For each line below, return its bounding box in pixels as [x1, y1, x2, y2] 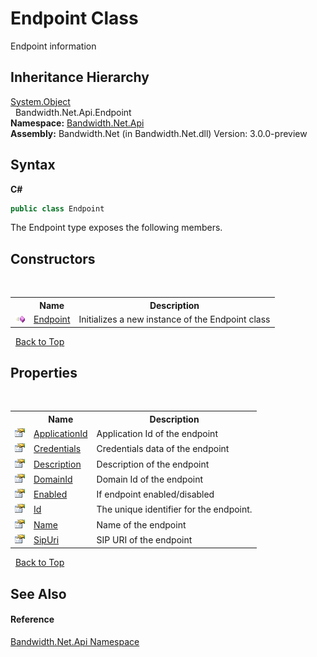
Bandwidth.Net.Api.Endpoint [14, 106, 132, 118]
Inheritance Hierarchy [10, 69, 150, 86]
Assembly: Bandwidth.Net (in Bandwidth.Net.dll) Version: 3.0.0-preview [10, 127, 308, 139]
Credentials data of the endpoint [96, 443, 230, 455]
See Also [10, 585, 67, 602]
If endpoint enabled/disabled [96, 488, 215, 501]
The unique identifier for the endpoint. [96, 503, 253, 516]
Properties [10, 364, 78, 381]
